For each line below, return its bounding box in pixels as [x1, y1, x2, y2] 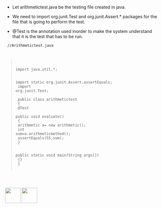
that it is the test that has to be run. [12, 34, 83, 39]
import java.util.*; [15, 67, 58, 72]
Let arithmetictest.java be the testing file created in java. [12, 4, 126, 10]
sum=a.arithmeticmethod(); [15, 131, 71, 136]
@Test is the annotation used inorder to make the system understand [12, 28, 152, 34]
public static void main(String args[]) [15, 153, 100, 157]
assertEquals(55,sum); [18, 135, 64, 140]
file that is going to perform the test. [12, 19, 85, 25]
